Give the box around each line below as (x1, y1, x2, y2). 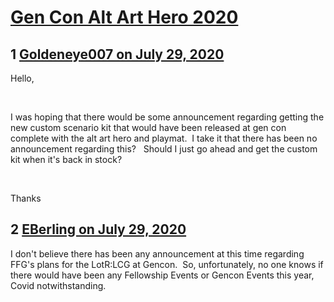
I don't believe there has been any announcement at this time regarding (10, 247, 305, 260)
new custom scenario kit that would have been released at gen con (10, 122, 287, 133)
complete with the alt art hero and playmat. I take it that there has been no (10, 132, 318, 144)
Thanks (10, 192, 42, 204)
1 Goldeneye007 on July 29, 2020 (10, 46, 225, 63)
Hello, (10, 72, 35, 84)
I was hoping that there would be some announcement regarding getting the (10, 111, 325, 123)
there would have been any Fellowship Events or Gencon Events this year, (10, 269, 315, 281)
